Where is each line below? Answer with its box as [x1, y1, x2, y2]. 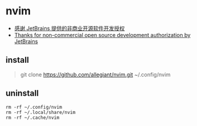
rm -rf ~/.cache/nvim [5, 115, 60, 121]
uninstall [5, 88, 40, 99]
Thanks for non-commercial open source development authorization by [14, 31, 191, 38]
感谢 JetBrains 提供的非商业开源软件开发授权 [14, 24, 125, 32]
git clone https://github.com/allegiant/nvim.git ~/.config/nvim [20, 70, 171, 78]
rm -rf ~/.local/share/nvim [5, 109, 76, 115]
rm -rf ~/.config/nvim [5, 104, 62, 110]
